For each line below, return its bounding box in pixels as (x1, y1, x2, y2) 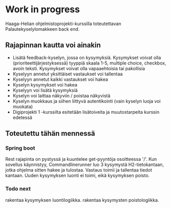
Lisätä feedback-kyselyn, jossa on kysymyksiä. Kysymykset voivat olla (12, 54, 161, 60)
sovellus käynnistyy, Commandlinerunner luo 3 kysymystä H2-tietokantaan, (5, 161, 164, 168)
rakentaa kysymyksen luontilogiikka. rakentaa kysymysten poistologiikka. (5, 197, 159, 203)
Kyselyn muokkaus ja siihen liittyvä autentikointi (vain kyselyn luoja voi (12, 98, 161, 104)
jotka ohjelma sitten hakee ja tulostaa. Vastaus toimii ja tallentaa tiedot (5, 167, 152, 173)
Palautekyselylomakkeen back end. (5, 26, 80, 32)
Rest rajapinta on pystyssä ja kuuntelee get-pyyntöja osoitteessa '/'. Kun (5, 156, 157, 162)
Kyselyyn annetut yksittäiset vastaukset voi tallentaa (12, 71, 123, 77)
